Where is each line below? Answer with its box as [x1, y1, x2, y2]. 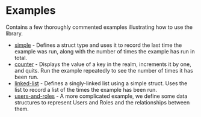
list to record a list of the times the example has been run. [14, 86, 158, 93]
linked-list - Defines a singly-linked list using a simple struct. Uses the [14, 79, 188, 87]
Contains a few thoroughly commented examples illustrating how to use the [5, 23, 193, 31]
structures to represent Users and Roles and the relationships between [14, 98, 190, 106]
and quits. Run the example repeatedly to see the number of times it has [14, 67, 193, 74]
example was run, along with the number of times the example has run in [14, 47, 195, 55]
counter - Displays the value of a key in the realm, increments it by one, [14, 61, 191, 68]
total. [14, 54, 28, 61]
